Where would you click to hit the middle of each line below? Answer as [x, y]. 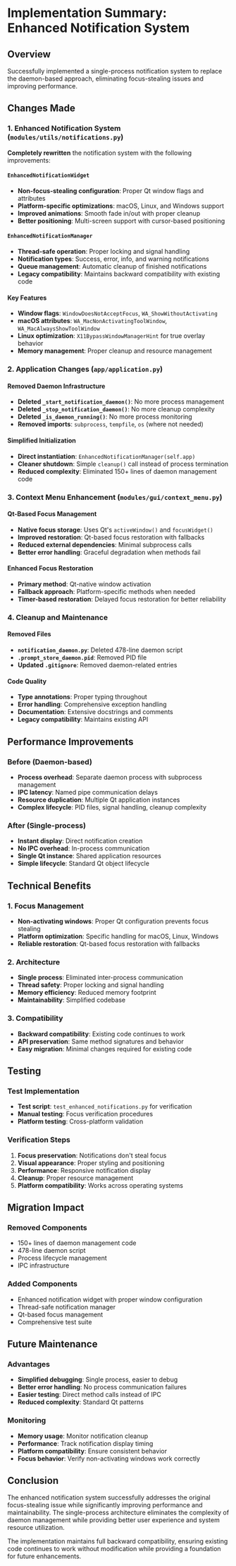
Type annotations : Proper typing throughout [82, 697]
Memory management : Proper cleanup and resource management [115, 351]
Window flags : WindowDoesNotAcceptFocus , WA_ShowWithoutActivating [118, 313]
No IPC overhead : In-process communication [83, 848]
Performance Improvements [70, 741]
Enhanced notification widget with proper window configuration [110, 1299]
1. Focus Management [46, 906]
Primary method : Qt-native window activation [84, 584]
